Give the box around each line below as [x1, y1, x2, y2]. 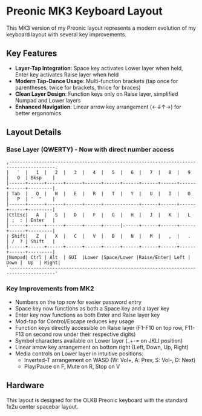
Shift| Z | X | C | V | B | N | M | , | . [11, 233, 191, 240]
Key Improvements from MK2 [6, 284, 95, 293]
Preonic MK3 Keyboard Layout [6, 4, 163, 18]
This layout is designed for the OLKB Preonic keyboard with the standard [6, 396, 187, 404]
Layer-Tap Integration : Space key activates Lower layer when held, [15, 64, 183, 72]
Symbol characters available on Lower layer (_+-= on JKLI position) [15, 337, 183, 344]
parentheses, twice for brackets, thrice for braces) [15, 84, 141, 91]
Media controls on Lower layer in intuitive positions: [15, 350, 143, 357]
